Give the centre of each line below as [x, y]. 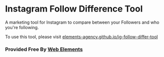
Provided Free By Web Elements [44, 49]
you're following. [22, 27]
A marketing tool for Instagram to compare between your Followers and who [82, 22]
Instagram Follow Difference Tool [74, 9]
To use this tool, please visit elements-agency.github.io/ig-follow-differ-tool [82, 37]
